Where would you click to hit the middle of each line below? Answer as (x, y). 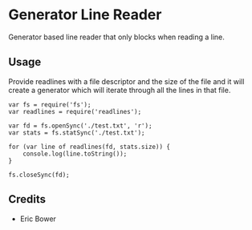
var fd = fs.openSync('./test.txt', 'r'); (80, 126)
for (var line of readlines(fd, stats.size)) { (89, 147)
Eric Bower (38, 219)
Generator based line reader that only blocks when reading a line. (116, 37)
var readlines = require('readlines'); (75, 111)
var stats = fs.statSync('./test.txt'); (77, 133)
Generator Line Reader (85, 15)
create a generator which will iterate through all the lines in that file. (120, 90)
